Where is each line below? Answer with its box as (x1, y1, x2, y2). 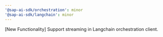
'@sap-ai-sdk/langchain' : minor (5, 12, 74, 17)
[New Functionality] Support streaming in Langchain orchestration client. (5, 26, 158, 32)
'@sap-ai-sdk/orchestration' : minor (5, 7, 83, 13)
